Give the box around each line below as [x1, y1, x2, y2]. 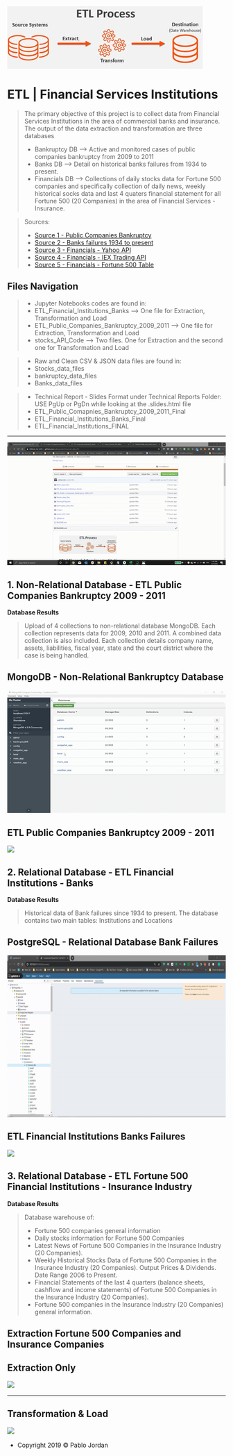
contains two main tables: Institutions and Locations [24, 917, 173, 924]
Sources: [24, 217, 51, 226]
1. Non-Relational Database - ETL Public [7, 579, 182, 591]
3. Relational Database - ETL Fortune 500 [7, 1170, 189, 1182]
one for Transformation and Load [34, 343, 130, 351]
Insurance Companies [7, 1339, 105, 1350]
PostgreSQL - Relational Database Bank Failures [7, 937, 218, 948]
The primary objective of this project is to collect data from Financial [24, 109, 220, 117]
